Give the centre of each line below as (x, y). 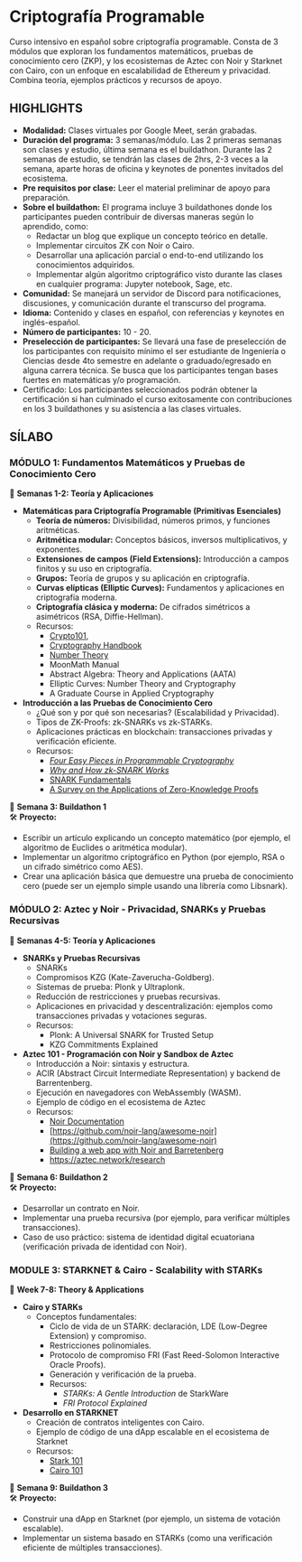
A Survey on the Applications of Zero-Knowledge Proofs (154, 790)
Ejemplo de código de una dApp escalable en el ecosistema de (153, 1432)
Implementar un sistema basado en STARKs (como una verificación (147, 1539)
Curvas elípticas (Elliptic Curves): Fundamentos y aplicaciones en (160, 588)
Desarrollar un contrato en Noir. (81, 1208)
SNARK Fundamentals (90, 780)
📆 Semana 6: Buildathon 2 (59, 1177)
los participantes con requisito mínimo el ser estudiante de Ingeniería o (154, 351)
